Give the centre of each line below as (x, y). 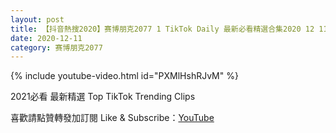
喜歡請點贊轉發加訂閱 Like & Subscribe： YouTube (112, 118)
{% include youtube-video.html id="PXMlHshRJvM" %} (124, 76)
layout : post (37, 19)
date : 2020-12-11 (46, 38)
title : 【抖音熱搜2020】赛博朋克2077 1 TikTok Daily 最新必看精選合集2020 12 (162, 29)
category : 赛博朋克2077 (56, 47)
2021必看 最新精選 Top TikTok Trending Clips (103, 97)
